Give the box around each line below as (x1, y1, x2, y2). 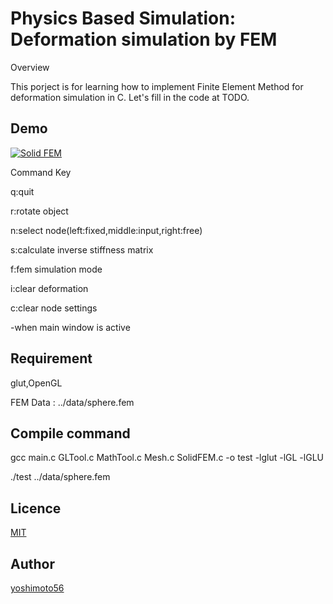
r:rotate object (10, 205, 69, 217)
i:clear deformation (10, 282, 89, 294)
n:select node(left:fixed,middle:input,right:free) (10, 224, 203, 236)
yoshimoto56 (10, 582, 65, 594)
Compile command (10, 425, 131, 442)
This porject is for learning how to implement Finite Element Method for (10, 80, 304, 92)
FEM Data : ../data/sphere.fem (10, 396, 135, 408)
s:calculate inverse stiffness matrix (10, 243, 154, 256)
